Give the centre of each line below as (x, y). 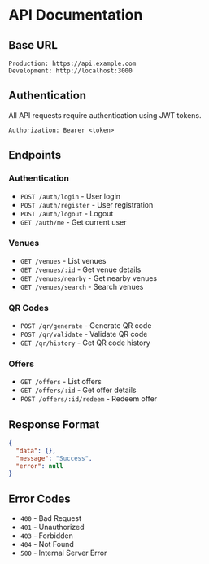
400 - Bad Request (51, 518)
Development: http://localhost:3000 (70, 71)
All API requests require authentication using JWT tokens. (105, 115)
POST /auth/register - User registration (87, 204)
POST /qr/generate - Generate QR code (86, 326)
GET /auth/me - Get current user (73, 222)
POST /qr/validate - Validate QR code (84, 334)
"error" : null (39, 466)
